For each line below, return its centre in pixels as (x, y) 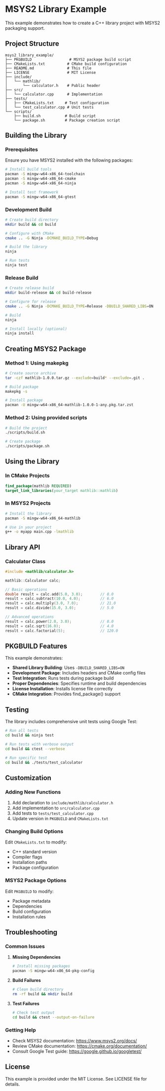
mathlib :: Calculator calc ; (33, 580)
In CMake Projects (27, 476)
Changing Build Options (34, 832)
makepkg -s (16, 391)
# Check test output (33, 1013)
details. (13, 1084)
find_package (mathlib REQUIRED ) (38, 486)
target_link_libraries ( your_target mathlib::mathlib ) (62, 490)
